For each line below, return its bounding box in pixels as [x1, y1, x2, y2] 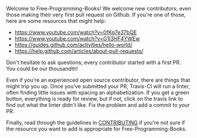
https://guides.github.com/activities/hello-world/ [14, 41, 132, 48]
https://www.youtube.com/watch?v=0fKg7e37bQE [14, 29, 137, 36]
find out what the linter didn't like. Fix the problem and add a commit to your [6, 102, 190, 108]
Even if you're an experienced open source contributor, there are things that [6, 76, 191, 83]
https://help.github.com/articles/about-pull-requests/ [14, 48, 143, 55]
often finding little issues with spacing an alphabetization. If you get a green [6, 89, 189, 96]
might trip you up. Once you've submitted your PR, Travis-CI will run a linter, [6, 83, 190, 90]
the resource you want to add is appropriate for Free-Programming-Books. [6, 126, 187, 132]
